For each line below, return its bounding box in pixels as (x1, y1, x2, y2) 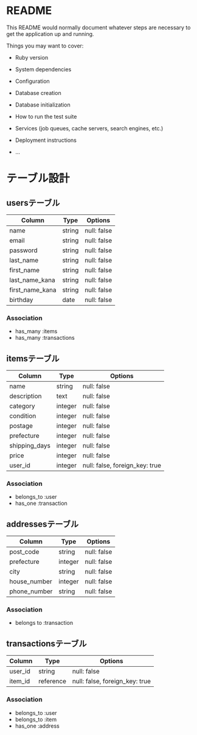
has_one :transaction (15, 500, 68, 507)
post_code (9, 547, 40, 556)
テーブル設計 (6, 172, 70, 186)
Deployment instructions (15, 136, 77, 144)
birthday (9, 295, 33, 304)
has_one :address (15, 722, 60, 730)
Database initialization (15, 101, 71, 108)
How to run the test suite (15, 113, 77, 120)
